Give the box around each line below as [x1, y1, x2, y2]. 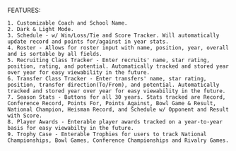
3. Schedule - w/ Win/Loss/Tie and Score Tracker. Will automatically [7, 32, 220, 39]
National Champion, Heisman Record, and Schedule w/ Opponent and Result [7, 106, 230, 113]
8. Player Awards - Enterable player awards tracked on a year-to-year [7, 119, 223, 126]
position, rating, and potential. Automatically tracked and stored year [7, 63, 230, 70]
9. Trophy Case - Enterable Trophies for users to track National [7, 131, 207, 138]
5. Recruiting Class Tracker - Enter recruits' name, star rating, [7, 56, 211, 64]
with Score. [7, 112, 42, 119]
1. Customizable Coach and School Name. [7, 20, 129, 27]
